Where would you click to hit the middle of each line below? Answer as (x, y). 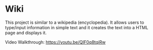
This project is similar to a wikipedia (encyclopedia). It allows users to (75, 22)
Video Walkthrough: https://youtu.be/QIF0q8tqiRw (55, 42)
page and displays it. (26, 33)
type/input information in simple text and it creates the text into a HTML (77, 27)
